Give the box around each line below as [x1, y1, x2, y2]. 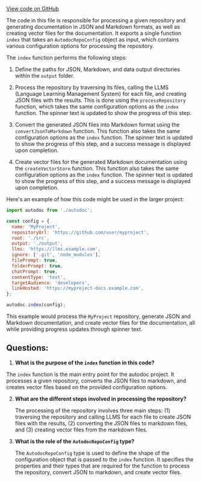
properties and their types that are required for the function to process [14, 462, 190, 469]
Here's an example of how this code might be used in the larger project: [6, 196, 184, 202]
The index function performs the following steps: [6, 54, 128, 61]
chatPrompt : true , [11, 268, 58, 275]
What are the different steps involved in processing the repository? [14, 395, 187, 402]
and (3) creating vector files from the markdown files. [14, 426, 148, 433]
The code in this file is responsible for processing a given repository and [6, 17, 186, 23]
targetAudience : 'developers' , [11, 280, 90, 286]
